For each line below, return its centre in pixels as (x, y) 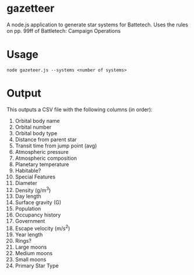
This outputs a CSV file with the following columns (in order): (80, 109)
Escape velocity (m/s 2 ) (43, 228)
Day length (28, 196)
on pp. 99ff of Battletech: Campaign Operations (64, 30)
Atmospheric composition (46, 158)
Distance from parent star (46, 139)
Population (28, 209)
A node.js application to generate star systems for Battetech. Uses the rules (97, 25)
